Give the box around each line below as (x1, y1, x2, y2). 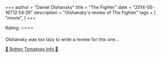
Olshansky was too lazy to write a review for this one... (5, 36, 119, 42)
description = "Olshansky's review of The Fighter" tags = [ (33, 9, 156, 15)
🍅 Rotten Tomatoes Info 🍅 (5, 46, 58, 52)
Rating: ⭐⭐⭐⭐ (5, 25, 34, 30)
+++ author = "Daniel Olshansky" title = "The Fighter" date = (5, 4, 132, 10)
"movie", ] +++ (5, 15, 36, 20)
